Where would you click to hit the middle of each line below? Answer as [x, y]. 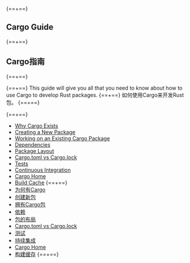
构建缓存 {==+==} [37, 254]
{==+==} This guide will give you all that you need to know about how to [94, 88]
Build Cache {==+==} [41, 182]
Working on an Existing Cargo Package [62, 138]
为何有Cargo [30, 189]
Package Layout [34, 151]
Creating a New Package [45, 132]
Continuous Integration [43, 170]
